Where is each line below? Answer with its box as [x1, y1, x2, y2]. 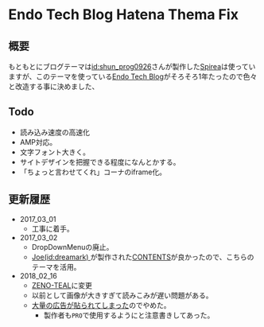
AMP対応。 [19, 137, 57, 146]
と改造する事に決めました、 [8, 82, 99, 91]
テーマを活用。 [31, 262, 81, 271]
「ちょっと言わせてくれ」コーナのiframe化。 [19, 167, 167, 177]
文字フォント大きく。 [19, 147, 90, 157]
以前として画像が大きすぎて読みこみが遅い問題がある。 [31, 290, 213, 300]
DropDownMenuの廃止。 [31, 242, 114, 251]
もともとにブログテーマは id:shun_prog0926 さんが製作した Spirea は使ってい [8, 62, 256, 71]
